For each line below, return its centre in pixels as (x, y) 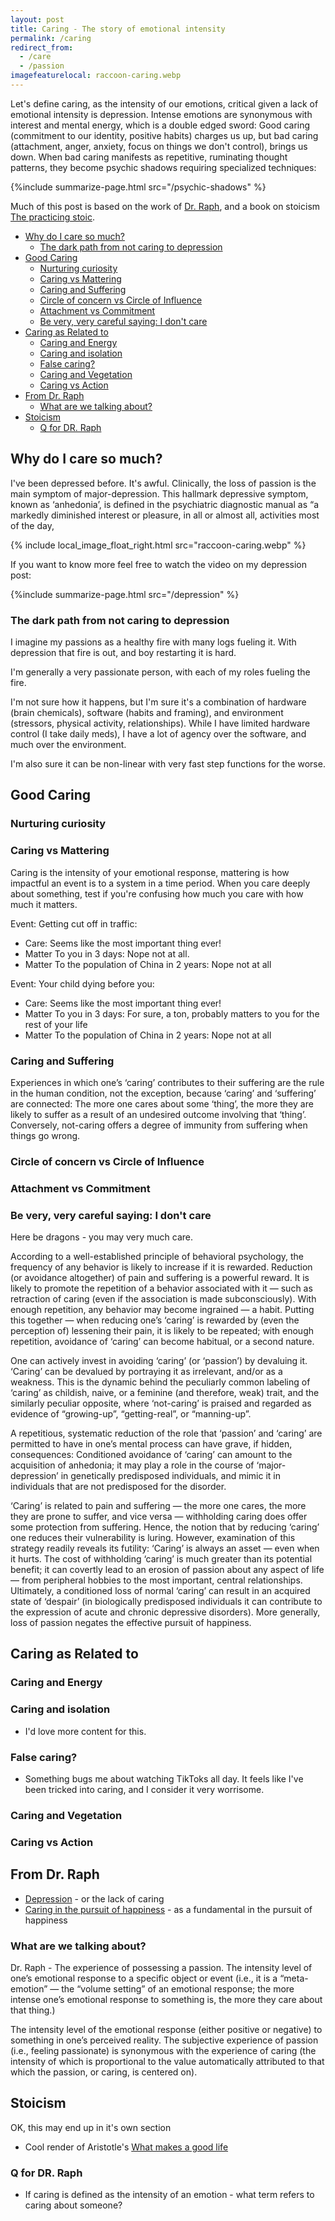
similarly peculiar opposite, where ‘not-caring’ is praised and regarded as (161, 1403)
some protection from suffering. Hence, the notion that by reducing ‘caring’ (165, 1527)
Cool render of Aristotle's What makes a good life (126, 2147)
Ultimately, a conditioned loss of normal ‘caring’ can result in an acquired (160, 1591)
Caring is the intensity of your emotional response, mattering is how (150, 872)
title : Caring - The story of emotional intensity (118, 29)
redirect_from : (42, 47)
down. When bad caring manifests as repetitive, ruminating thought (149, 157)
